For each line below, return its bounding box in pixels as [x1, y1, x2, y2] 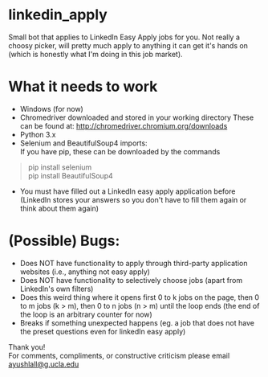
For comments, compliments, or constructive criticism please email [8, 350, 230, 360]
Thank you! [8, 342, 46, 351]
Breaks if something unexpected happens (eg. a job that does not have [19, 318, 255, 327]
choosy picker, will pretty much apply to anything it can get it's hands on [8, 40, 249, 50]
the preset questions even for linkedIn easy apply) [19, 326, 186, 336]
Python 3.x [19, 129, 56, 139]
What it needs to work [8, 78, 158, 96]
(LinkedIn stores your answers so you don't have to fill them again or [19, 195, 247, 204]
